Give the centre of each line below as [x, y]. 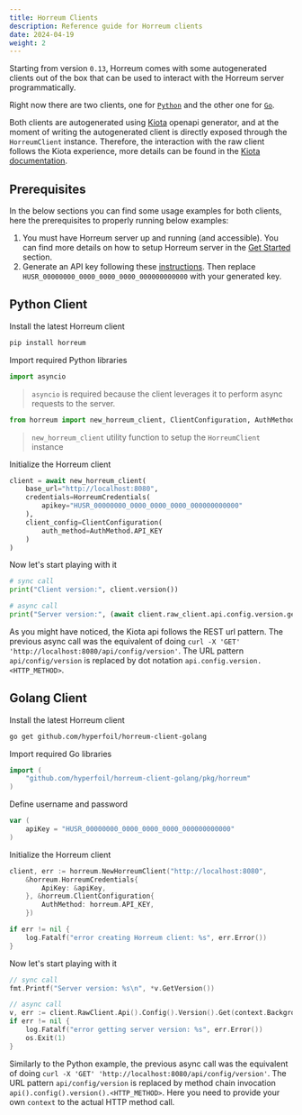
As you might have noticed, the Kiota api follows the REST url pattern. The [146, 631]
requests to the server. [73, 403]
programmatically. [43, 87]
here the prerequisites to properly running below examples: [119, 221]
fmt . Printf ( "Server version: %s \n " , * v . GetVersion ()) [112, 988]
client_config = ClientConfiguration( [94, 522]
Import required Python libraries [68, 360]
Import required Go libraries [61, 754]
